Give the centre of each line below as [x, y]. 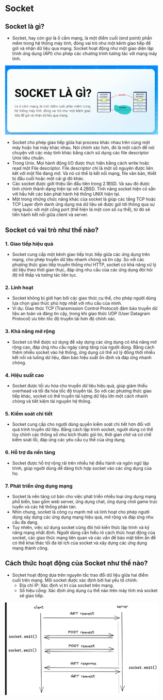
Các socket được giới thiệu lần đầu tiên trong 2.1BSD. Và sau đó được [81, 184]
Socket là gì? [25, 26]
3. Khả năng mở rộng [30, 332]
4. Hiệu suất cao [24, 375]
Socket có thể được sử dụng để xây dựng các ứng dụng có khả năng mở [84, 342]
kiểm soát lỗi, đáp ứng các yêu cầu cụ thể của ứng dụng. [69, 440]
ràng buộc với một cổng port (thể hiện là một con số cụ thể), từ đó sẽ [81, 210]
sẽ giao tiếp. [32, 596]
